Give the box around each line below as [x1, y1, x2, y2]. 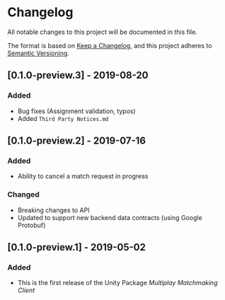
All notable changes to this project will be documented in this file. [7, 28, 198, 36]
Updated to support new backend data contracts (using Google [17, 213, 203, 221]
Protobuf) [17, 221, 46, 229]
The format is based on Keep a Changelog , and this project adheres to [7, 41, 212, 50]
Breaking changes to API [17, 206, 90, 214]
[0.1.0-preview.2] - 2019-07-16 [7, 135, 146, 147]
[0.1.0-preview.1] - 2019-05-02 [7, 241, 146, 253]
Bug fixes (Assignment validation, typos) [17, 107, 136, 115]
